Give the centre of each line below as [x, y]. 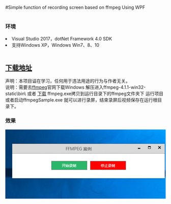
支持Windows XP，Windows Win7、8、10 [55, 45]
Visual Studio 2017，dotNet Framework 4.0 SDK [62, 39]
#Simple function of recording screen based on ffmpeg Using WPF [75, 7]
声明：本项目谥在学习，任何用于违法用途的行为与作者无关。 [68, 81]
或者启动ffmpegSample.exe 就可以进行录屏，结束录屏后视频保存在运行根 [81, 100]
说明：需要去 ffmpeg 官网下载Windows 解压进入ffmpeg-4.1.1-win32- [76, 87]
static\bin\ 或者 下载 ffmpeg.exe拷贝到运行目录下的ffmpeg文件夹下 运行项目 [84, 94]
